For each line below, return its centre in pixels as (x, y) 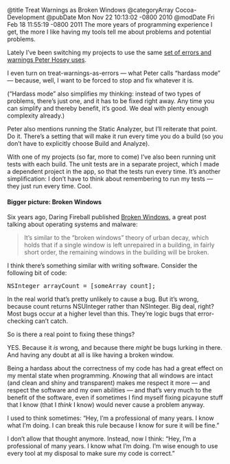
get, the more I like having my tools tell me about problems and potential (109, 32)
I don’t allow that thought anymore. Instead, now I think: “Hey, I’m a (102, 439)
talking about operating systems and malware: (72, 224)
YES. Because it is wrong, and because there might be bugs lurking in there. (115, 348)
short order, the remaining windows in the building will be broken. (116, 252)
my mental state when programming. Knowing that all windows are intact (110, 376)
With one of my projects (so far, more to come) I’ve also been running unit (112, 157)
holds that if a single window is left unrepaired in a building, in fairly (119, 245)
